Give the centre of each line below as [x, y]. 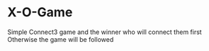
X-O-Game [40, 12]
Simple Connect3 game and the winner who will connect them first [104, 32]
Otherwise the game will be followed [61, 39]
